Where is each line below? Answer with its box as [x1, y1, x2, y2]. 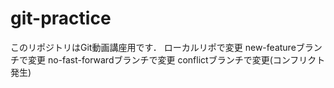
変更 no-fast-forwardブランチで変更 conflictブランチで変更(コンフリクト [27, 53, 326, 66]
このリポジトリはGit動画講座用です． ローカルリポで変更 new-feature [10, 41, 297, 53]
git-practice [10, 7, 112, 30]
